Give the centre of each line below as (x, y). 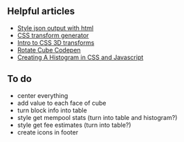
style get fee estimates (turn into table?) (74, 125)
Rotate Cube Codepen (49, 50)
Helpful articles (41, 11)
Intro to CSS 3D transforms (56, 42)
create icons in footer (47, 132)
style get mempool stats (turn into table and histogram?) (97, 117)
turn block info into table (52, 110)
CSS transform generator (53, 35)
